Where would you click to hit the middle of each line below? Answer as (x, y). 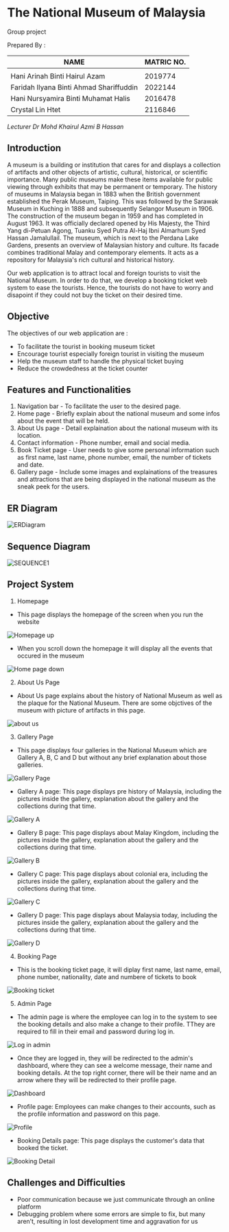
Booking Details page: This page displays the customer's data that (111, 1140)
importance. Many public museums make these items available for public (110, 179)
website (28, 621)
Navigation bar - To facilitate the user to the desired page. (99, 406)
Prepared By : (26, 45)
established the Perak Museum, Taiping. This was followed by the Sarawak (113, 201)
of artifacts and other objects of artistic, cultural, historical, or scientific (107, 172)
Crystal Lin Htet (36, 109)
